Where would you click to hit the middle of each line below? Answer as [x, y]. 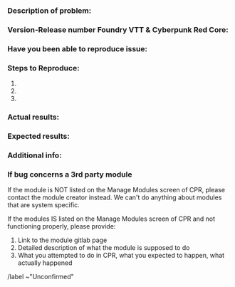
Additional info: [35, 155]
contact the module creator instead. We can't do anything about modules [115, 197]
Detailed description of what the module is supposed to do [104, 248]
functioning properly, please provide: [62, 226]
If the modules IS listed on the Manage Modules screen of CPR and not [111, 219]
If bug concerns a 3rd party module [70, 174]
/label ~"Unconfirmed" [41, 277]
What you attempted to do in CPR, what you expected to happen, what [121, 256]
